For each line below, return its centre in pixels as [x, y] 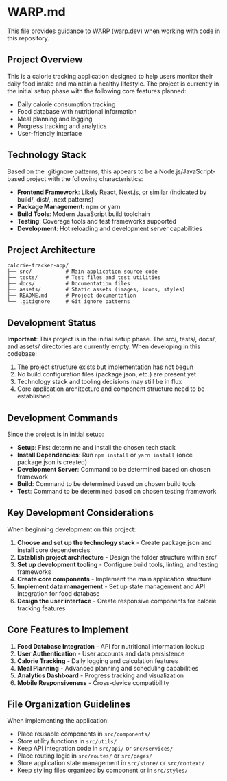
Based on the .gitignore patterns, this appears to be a [82, 171]
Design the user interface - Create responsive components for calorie [117, 601]
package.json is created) [52, 462]
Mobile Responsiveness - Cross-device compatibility [93, 682]
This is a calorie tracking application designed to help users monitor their [110, 76]
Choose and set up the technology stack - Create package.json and [114, 542]
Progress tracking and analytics [62, 126]
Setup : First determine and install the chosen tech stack [96, 447]
